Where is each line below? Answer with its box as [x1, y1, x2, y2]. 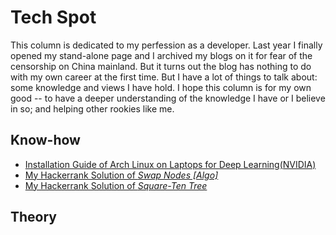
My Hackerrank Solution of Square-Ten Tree [24, 179, 208, 191]
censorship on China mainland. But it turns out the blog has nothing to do [10, 60, 312, 72]
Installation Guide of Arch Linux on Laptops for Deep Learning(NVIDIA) [24, 158, 317, 170]
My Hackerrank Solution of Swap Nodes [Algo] [24, 169, 219, 181]
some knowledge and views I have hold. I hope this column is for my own [10, 81, 312, 93]
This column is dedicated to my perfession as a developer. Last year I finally [10, 39, 323, 51]
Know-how [10, 132, 81, 149]
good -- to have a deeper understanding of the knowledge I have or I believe [10, 92, 326, 104]
